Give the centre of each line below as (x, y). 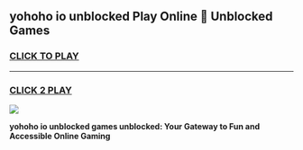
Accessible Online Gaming (60, 136)
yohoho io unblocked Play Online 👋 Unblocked (141, 17)
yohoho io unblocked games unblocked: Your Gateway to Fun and (134, 126)
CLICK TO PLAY (44, 57)
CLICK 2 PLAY (41, 90)
